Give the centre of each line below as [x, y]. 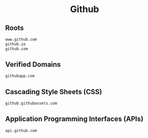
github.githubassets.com [31, 104]
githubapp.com [20, 76]
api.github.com [21, 130]
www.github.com [21, 39]
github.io [16, 44]
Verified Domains [33, 65]
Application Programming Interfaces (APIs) [74, 119]
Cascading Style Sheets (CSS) [54, 92]
